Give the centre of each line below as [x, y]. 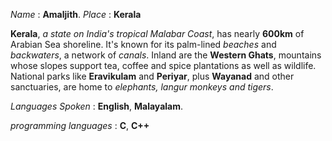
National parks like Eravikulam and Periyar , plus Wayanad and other [152, 76]
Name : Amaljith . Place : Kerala [76, 14]
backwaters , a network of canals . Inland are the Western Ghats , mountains [166, 55]
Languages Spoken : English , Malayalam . [97, 106]
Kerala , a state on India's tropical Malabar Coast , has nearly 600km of [157, 33]
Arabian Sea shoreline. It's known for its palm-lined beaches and [143, 44]
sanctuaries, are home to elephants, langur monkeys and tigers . [142, 87]
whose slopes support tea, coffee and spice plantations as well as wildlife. [163, 65]
